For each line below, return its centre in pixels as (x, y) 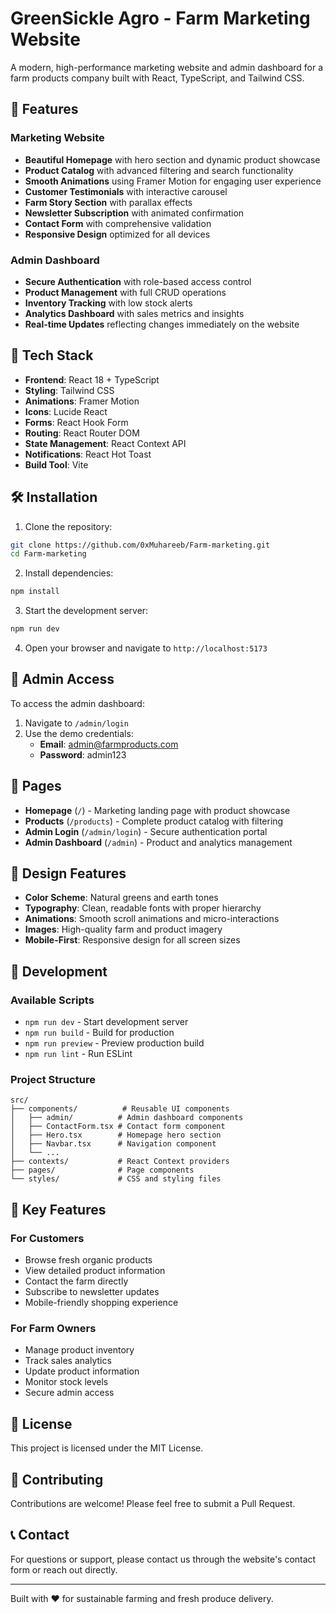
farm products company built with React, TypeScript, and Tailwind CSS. (157, 78)
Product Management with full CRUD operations (125, 292)
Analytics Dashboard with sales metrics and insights (134, 313)
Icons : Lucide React (66, 411)
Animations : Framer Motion (82, 401)
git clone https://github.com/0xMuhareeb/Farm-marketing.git (140, 545)
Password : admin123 (83, 754)
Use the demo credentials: (79, 733)
